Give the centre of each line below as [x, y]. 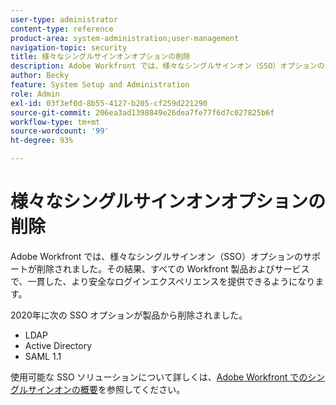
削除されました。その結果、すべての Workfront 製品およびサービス [173, 268]
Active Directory [58, 345]
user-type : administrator [64, 19]
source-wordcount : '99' [60, 131]
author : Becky [40, 76]
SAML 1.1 [43, 356]
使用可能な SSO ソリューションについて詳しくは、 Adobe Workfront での [159, 377]
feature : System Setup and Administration [100, 85]
